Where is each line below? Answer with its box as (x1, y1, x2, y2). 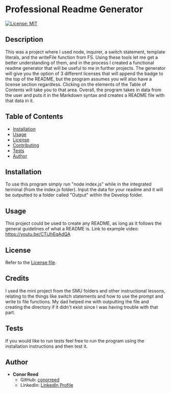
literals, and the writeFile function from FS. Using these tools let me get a (5, 54, 158, 60)
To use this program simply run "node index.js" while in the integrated (5, 181, 152, 187)
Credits (5, 274, 30, 283)
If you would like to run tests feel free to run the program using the (5, 337, 145, 344)
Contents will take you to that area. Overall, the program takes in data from (5, 87, 162, 93)
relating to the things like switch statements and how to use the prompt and (5, 293, 163, 299)
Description (5, 35, 43, 44)
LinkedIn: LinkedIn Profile (20, 382, 74, 388)
